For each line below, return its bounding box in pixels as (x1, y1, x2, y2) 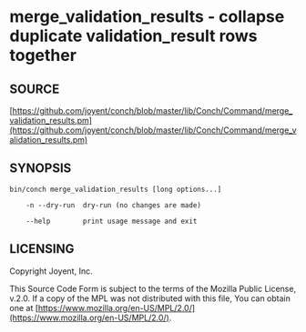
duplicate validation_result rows (9, 25, 258, 46)
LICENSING (9, 241, 75, 257)
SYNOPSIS (9, 161, 72, 176)
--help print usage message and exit (25, 216, 198, 226)
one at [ (9, 302, 39, 313)
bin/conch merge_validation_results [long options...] (9, 185, 222, 194)
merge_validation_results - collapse (9, 6, 285, 27)
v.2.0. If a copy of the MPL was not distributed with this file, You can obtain (9, 293, 291, 304)
